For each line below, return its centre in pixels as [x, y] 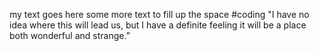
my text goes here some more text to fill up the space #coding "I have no [159, 14]
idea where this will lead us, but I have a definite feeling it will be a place [158, 25]
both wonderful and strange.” [70, 35]
